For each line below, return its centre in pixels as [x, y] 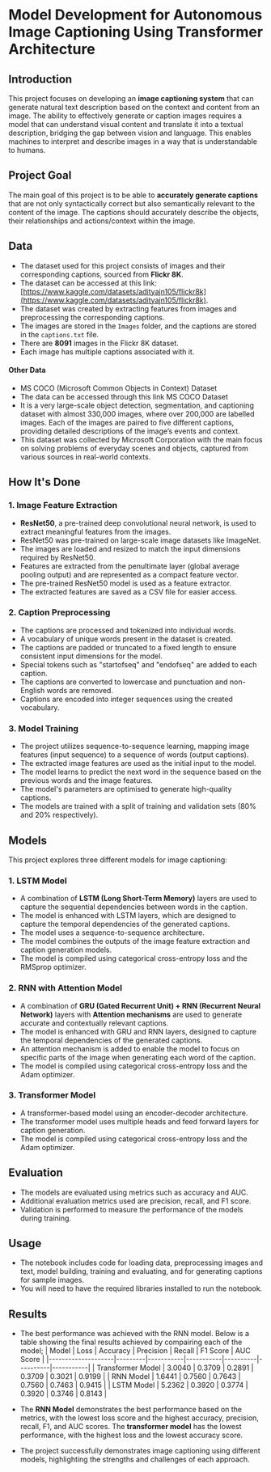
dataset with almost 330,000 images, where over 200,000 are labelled [137, 413]
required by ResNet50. [57, 557]
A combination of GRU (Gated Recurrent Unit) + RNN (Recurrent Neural [140, 1005]
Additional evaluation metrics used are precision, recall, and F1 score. [136, 1201]
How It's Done [44, 482]
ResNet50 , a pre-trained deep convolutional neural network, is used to [138, 522]
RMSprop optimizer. [53, 967]
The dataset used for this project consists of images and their [123, 265]
